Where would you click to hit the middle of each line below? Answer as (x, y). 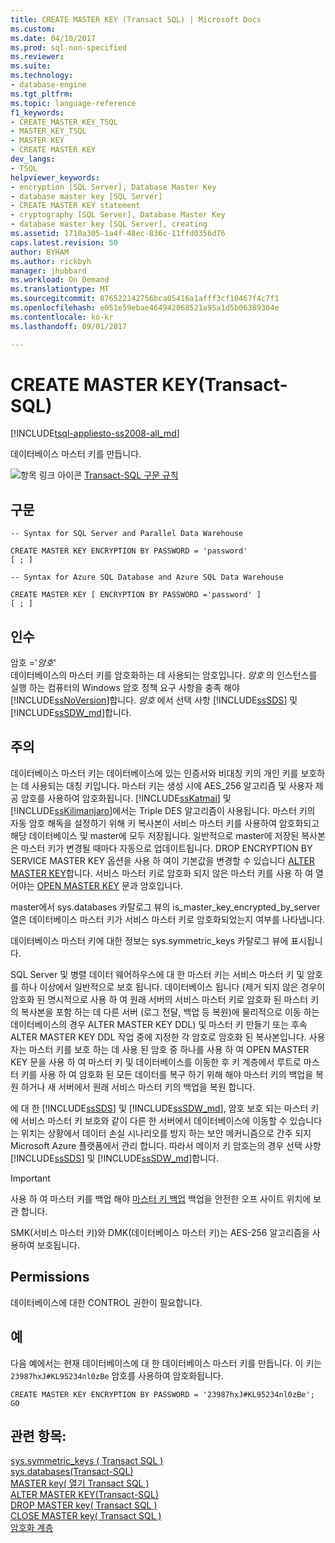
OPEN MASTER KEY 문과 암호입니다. (110, 885)
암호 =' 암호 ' (33, 663)
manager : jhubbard (48, 271)
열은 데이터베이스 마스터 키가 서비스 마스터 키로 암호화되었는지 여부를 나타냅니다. (168, 919)
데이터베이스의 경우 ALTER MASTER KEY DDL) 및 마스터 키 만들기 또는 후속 (159, 1024)
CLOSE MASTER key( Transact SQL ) (86, 1516)
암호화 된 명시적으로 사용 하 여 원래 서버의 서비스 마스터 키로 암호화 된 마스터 (159, 999)
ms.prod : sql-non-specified (69, 47)
